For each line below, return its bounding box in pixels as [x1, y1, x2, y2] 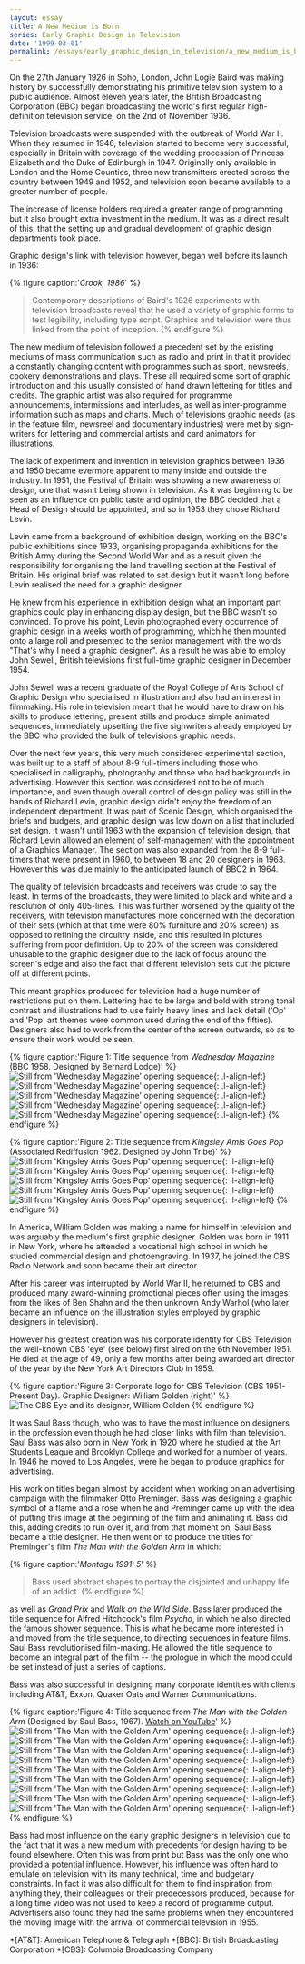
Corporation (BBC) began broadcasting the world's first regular [9, 101, 246, 112]
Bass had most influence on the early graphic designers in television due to [9, 1831, 291, 1841]
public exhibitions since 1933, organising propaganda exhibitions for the [9, 541, 279, 552]
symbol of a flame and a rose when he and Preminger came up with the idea [9, 1503, 295, 1514]
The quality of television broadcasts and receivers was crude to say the [9, 882, 277, 893]
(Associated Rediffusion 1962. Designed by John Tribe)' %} [9, 1146, 231, 1158]
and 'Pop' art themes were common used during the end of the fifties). [9, 1014, 274, 1026]
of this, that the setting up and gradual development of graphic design [9, 223, 271, 234]
